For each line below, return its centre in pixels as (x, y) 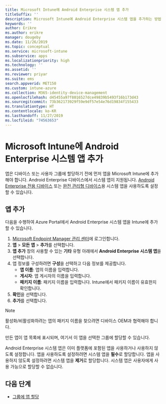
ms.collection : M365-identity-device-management (56, 93)
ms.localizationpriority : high (37, 60)
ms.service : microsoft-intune (36, 51)
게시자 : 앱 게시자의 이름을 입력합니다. (55, 276)
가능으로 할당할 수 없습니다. (37, 367)
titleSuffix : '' (22, 14)
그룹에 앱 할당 (26, 397)
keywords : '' (19, 24)
